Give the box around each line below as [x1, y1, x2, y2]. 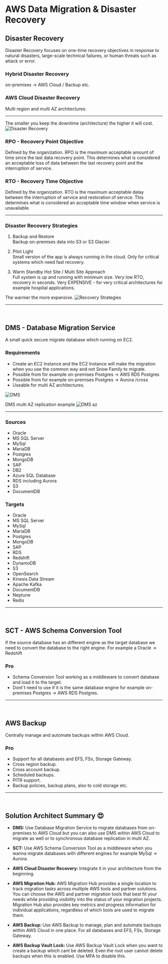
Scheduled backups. [12, 772, 55, 778]
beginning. [12, 871, 35, 877]
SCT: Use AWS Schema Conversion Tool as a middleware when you [12, 845, 152, 851]
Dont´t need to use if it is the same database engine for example [12, 685, 145, 691]
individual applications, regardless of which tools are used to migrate [12, 907, 154, 913]
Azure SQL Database [12, 472, 56, 478]
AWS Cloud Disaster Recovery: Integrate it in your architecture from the [12, 865, 161, 871]
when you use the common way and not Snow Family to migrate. [12, 366, 146, 372]
